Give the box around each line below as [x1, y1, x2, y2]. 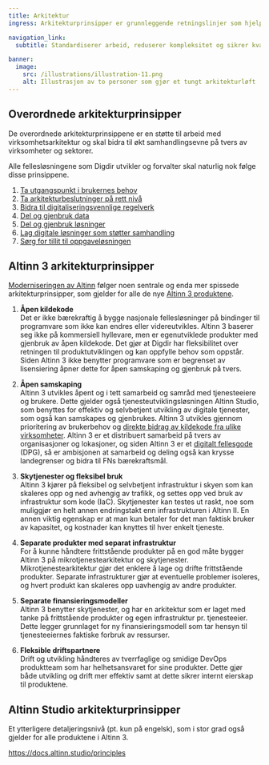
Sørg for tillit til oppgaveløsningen [19, 236, 131, 246]
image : [15, 63, 38, 71]
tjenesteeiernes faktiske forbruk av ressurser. [19, 630, 171, 640]
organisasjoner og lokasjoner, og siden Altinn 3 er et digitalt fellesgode [19, 439, 254, 449]
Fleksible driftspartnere [19, 646, 101, 655]
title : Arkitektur [8, 11, 70, 20]
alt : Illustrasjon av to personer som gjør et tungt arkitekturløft [22, 78, 256, 86]
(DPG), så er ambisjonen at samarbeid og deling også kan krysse [19, 447, 235, 457]
